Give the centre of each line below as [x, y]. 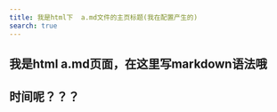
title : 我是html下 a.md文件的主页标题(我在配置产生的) [104, 17]
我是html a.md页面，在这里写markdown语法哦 [138, 64]
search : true [33, 26]
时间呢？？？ [45, 97]
